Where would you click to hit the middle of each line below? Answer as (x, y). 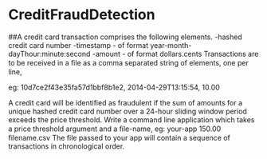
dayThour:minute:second (49, 54)
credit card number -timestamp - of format (79, 45)
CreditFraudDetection (82, 15)
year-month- (171, 45)
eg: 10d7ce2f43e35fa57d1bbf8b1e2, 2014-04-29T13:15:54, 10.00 (114, 87)
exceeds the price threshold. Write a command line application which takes (132, 119)
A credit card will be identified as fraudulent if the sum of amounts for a (126, 102)
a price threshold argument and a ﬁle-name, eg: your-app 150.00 (115, 129)
